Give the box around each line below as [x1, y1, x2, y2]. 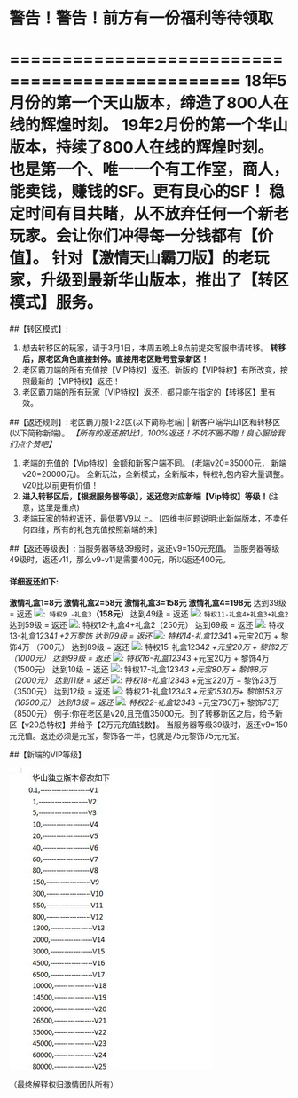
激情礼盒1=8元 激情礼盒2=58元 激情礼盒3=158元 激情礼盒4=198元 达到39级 [9, 598, 286, 608]
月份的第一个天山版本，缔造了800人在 [9, 93, 289, 114]
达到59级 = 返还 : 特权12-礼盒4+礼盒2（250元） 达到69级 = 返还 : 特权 [9, 620, 285, 631]
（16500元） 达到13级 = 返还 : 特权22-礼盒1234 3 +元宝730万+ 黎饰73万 [9, 697, 280, 708]
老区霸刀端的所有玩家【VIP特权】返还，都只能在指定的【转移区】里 [21, 387, 269, 397]
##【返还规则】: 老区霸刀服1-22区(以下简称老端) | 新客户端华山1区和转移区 [9, 417, 281, 427]
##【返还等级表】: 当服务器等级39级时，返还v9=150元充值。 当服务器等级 [9, 543, 280, 554]
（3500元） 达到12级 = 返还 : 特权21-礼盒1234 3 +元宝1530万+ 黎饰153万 [9, 686, 282, 697]
